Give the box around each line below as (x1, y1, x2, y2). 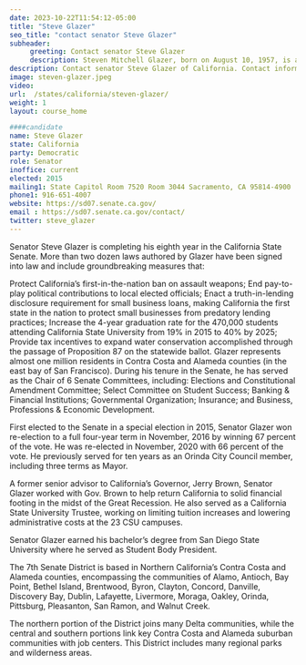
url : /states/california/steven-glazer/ (9, 89, 169, 98)
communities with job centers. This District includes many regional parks (9, 637, 282, 648)
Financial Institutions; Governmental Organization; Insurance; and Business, (9, 394, 293, 405)
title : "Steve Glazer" (9, 22, 96, 31)
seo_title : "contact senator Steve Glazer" (9, 30, 178, 39)
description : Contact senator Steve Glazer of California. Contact (9, 65, 271, 74)
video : (9, 81, 35, 90)
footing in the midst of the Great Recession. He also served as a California (9, 497, 287, 508)
